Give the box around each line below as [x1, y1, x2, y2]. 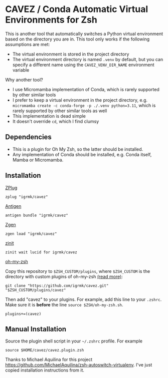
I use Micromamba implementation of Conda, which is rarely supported [12, 86, 159, 92]
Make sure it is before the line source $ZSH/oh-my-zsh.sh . [5, 301, 124, 307]
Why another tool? [5, 77, 44, 83]
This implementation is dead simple [12, 113, 86, 119]
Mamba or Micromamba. [12, 157, 64, 163]
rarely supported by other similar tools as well [12, 108, 107, 114]
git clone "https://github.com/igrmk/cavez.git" [5, 283, 109, 288]
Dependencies [5, 133, 52, 141]
